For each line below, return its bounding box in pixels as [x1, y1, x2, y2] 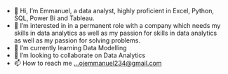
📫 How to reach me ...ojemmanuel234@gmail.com [13, 59, 162, 67]
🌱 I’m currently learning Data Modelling [13, 44, 128, 52]
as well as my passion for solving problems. [13, 36, 140, 45]
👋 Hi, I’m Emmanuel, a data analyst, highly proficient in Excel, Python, [13, 7, 214, 15]
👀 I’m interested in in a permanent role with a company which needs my [13, 22, 221, 29]
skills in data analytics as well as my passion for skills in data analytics [13, 29, 217, 37]
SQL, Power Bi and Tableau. [13, 14, 95, 22]
